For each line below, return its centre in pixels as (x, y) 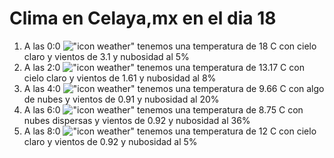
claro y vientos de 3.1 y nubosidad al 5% (106, 56)
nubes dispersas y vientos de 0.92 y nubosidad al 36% (137, 120)
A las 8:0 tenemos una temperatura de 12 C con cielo (170, 131)
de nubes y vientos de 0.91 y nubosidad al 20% (121, 99)
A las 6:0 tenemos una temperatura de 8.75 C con (163, 109)
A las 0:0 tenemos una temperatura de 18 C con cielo (170, 46)
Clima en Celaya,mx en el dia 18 (143, 18)
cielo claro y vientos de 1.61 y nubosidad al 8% (120, 78)
